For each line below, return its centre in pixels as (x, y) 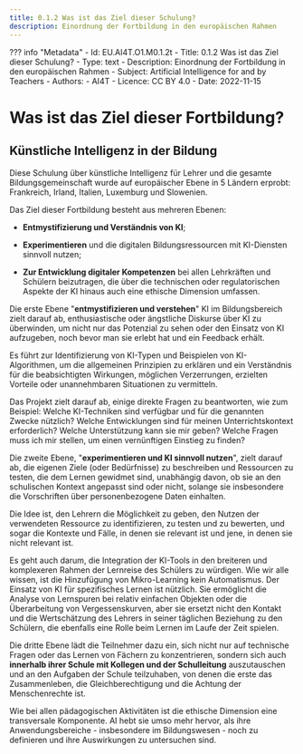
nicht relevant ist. (42, 542)
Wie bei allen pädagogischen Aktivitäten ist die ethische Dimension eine (143, 710)
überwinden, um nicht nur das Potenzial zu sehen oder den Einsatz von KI (147, 328)
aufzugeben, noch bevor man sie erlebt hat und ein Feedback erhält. (137, 337)
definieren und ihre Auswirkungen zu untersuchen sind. (113, 739)
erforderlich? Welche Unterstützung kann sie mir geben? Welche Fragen (144, 430)
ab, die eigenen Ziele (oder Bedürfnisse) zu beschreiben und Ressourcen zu (151, 467)
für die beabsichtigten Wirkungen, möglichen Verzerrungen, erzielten (139, 374)
